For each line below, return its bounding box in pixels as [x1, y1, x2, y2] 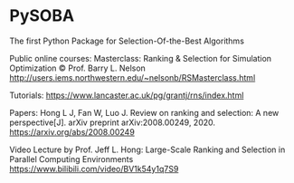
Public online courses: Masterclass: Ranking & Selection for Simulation [9, 53, 272, 63]
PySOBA [9, 5, 75, 26]
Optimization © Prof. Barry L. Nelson [9, 63, 147, 73]
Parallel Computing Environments [9, 153, 134, 164]
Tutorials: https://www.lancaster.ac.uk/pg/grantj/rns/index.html [9, 90, 244, 101]
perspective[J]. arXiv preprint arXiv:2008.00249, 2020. [9, 117, 215, 128]
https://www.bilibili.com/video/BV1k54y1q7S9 [9, 163, 179, 174]
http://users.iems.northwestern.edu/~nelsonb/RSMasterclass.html [9, 72, 256, 82]
